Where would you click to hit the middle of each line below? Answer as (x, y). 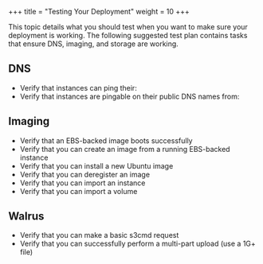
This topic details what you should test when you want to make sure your (128, 27)
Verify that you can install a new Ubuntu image (96, 165)
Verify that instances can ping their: (78, 87)
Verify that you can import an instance (82, 183)
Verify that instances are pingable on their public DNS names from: (130, 96)
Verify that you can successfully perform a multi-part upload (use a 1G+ (138, 244)
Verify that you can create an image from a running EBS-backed (125, 149)
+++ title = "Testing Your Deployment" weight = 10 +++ (99, 12)
